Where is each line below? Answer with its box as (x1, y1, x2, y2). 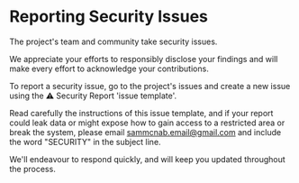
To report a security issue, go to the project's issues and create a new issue (9, 80, 291, 91)
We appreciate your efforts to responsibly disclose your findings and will (9, 53, 278, 64)
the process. (9, 163, 56, 174)
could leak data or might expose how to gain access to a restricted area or (9, 117, 285, 128)
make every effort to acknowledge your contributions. (9, 63, 209, 74)
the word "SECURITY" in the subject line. (9, 136, 161, 147)
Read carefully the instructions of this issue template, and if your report (9, 107, 274, 118)
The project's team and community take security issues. (9, 36, 218, 47)
